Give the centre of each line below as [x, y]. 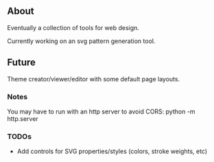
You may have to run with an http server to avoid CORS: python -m [101, 111]
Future [22, 63]
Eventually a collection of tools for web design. [73, 27]
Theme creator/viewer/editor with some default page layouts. [94, 79]
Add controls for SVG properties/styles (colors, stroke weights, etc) [112, 151]
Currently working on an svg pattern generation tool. [81, 41]
